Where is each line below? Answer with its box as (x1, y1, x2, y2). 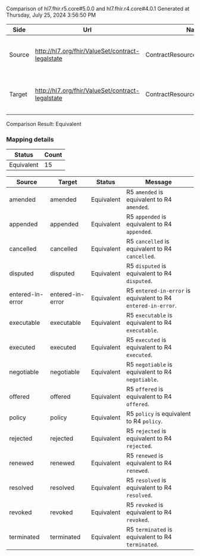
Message (145, 178, 172, 186)
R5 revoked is (126, 501, 164, 509)
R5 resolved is (126, 476, 167, 484)
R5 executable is (126, 311, 173, 320)
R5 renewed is (126, 451, 164, 460)
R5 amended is (126, 188, 164, 196)
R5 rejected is (126, 427, 167, 435)
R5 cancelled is (126, 237, 170, 245)
